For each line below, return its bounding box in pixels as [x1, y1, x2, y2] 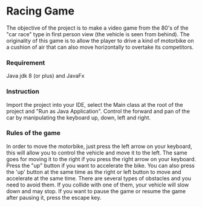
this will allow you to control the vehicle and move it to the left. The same [6, 149, 187, 156]
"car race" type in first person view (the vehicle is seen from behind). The [6, 30, 190, 37]
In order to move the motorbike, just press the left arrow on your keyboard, [6, 142, 192, 150]
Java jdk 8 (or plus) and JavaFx [6, 72, 85, 80]
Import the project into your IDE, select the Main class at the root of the [6, 101, 183, 108]
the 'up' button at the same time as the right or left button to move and [6, 168, 181, 176]
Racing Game [6, 4, 74, 18]
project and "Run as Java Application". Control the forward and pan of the [6, 107, 191, 115]
